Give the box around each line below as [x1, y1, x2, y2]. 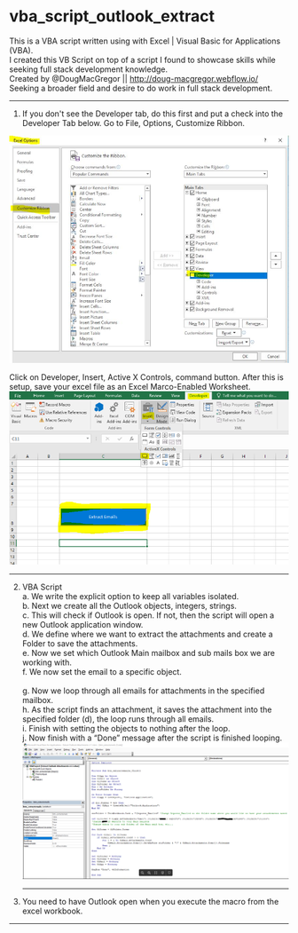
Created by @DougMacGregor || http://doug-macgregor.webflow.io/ [9, 73, 259, 83]
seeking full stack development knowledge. [9, 64, 169, 75]
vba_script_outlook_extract [9, 6, 216, 27]
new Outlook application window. [21, 619, 144, 629]
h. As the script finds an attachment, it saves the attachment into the [21, 704, 272, 715]
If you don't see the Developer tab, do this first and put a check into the [21, 108, 284, 119]
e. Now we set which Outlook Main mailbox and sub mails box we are [21, 647, 275, 658]
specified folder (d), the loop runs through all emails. [21, 713, 215, 724]
